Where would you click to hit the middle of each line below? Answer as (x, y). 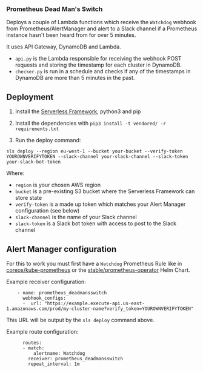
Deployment (30, 97)
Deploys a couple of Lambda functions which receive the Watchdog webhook (101, 22)
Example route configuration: (42, 331)
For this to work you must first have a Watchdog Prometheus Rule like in (94, 263)
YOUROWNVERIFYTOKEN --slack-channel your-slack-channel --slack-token (97, 157)
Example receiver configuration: (46, 282)
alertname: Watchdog (59, 353)
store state (28, 198)
